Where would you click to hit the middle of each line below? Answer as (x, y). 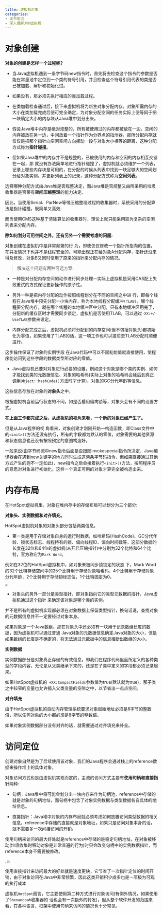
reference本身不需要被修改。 (34, 851)
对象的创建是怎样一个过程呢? (34, 63)
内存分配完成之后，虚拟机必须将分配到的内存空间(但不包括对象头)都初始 (84, 330)
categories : (17, 14)
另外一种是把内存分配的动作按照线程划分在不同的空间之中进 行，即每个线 (85, 295)
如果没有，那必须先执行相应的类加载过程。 (55, 96)
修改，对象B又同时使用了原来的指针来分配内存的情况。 (68, 258)
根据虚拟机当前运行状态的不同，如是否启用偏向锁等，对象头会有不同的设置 (79, 402)
